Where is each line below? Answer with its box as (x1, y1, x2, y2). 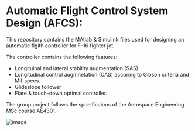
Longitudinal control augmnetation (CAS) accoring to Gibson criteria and (14, 71, 189, 78)
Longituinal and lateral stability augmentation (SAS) (14, 64, 139, 71)
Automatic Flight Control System (6, 4, 169, 18)
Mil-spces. (14, 77, 41, 84)
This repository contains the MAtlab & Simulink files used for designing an (6, 36, 184, 43)
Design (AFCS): (6, 16, 83, 30)
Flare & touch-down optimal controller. (14, 89, 108, 96)
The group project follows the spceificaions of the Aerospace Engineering (6, 101, 184, 108)
